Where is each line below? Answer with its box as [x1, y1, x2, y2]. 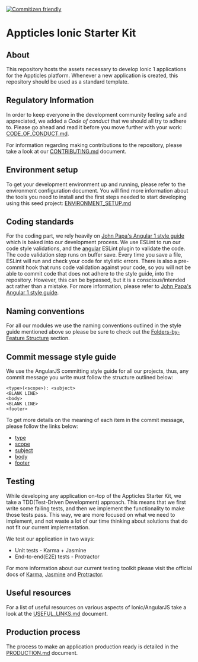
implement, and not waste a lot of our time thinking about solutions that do [6, 517, 188, 525]
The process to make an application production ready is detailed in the [6, 643, 179, 650]
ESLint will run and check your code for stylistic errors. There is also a [6, 258, 177, 265]
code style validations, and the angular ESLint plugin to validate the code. [6, 245, 186, 252]
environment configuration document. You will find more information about [6, 187, 189, 194]
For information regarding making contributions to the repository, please [6, 141, 183, 148]
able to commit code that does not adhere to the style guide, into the [6, 270, 174, 277]
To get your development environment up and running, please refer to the [6, 181, 186, 188]
